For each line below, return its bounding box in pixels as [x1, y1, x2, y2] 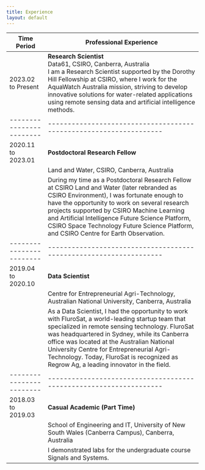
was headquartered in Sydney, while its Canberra [48, 330, 189, 338]
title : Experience [6, 9, 53, 15]
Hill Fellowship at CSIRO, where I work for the [48, 74, 178, 83]
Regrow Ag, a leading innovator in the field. [48, 360, 171, 369]
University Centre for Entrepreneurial [48, 345, 154, 353]
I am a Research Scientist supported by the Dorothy [48, 67, 195, 76]
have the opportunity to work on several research [48, 198, 189, 207]
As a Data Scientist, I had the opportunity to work [48, 306, 188, 315]
